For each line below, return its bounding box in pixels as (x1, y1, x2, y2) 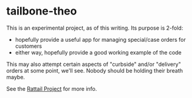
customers (15, 42, 43, 50)
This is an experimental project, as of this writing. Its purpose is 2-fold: (6, 24, 183, 31)
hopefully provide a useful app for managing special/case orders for (15, 36, 187, 43)
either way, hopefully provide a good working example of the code (15, 48, 182, 56)
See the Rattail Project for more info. (6, 85, 97, 92)
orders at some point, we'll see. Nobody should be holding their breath (6, 67, 183, 74)
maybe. (6, 73, 26, 80)
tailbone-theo (6, 4, 77, 18)
